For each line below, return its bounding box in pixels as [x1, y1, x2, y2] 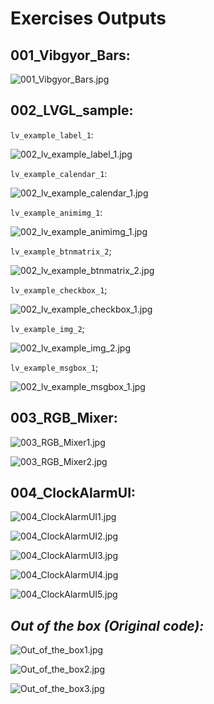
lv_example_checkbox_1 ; [10, 283, 108, 296]
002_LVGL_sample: [10, 102, 134, 119]
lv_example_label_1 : [10, 128, 94, 141]
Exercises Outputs [10, 7, 167, 30]
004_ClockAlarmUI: [10, 485, 137, 502]
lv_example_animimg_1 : [10, 206, 103, 218]
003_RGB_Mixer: [10, 410, 118, 427]
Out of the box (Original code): [10, 617, 205, 634]
